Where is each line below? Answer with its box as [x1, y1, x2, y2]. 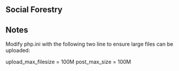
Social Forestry [5, 5, 63, 15]
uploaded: [5, 47, 30, 54]
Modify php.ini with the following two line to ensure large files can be [5, 41, 174, 48]
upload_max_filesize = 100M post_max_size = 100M [5, 59, 131, 66]
